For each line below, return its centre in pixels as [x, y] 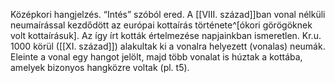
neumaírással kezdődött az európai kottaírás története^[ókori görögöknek [161, 25]
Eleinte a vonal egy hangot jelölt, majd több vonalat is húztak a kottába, [156, 57]
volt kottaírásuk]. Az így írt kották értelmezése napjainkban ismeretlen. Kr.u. [166, 35]
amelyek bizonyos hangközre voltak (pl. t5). [100, 67]
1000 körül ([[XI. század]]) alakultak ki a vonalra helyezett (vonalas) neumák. [168, 46]
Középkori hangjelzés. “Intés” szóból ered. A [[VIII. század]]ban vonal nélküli [168, 14]
